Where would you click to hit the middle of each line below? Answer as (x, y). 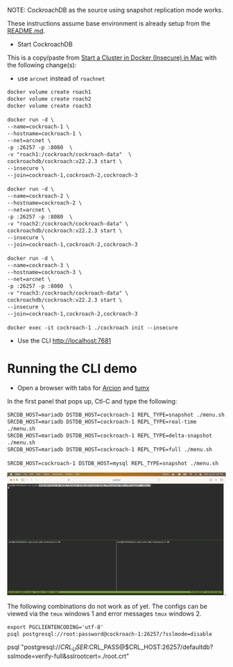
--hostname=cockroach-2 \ (44, 203)
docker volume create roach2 (49, 99)
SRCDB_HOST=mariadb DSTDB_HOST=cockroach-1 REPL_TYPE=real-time (102, 422)
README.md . (26, 31)
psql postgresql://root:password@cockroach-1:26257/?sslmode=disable (110, 634)
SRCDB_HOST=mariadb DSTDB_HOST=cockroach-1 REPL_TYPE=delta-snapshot (110, 435)
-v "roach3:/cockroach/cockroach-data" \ (68, 293)
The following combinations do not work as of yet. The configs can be (107, 607)
